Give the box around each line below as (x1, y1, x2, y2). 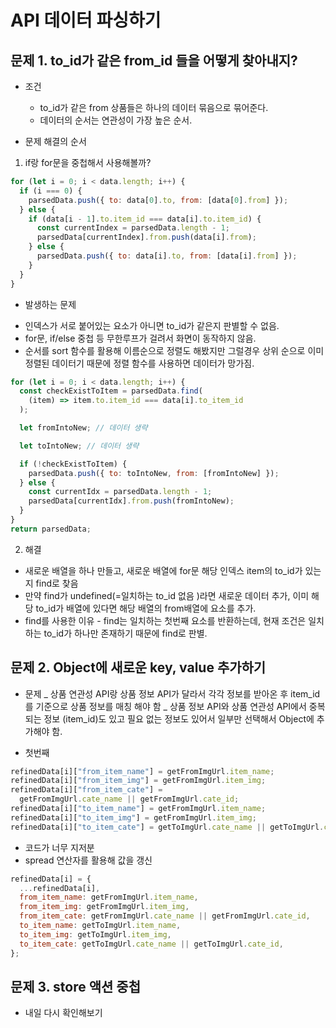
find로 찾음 (35, 577, 79, 589)
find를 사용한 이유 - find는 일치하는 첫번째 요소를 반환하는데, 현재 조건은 (24, 614, 307, 626)
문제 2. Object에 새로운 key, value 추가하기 (10, 659, 267, 676)
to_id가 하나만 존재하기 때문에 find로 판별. (43, 627, 208, 639)
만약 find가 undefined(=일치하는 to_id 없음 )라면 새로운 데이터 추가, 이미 (24, 589, 310, 601)
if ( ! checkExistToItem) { (19, 459, 128, 469)
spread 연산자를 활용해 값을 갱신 (24, 854, 153, 866)
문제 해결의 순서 (24, 136, 87, 147)
